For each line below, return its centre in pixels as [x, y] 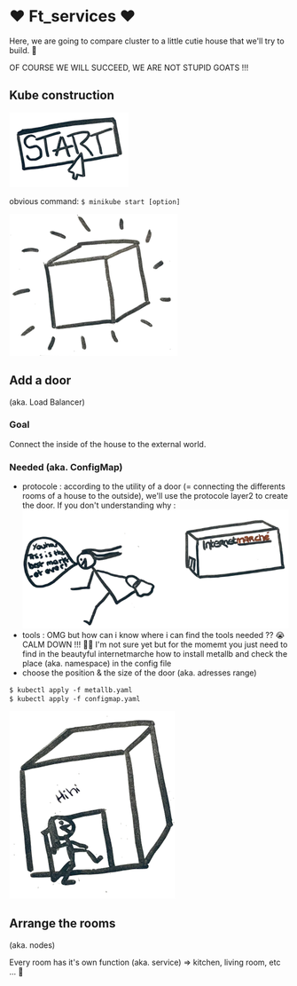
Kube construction [62, 95]
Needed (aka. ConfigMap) [66, 467]
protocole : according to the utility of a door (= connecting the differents [153, 486]
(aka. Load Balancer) [47, 402]
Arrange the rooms [63, 923]
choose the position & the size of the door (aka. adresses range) [139, 673]
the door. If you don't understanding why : [99, 505]
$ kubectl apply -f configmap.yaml [75, 698]
